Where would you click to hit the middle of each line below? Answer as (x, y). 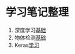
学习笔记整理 (37, 12)
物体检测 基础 (30, 37)
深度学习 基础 (30, 30)
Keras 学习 (27, 45)
